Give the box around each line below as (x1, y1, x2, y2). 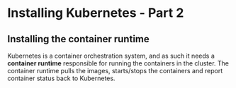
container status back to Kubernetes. (7, 74, 116, 82)
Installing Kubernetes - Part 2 (7, 5, 184, 21)
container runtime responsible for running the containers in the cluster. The (7, 59, 229, 68)
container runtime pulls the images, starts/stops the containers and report (7, 67, 223, 75)
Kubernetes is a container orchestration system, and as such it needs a (7, 51, 215, 60)
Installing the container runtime (7, 33, 150, 45)
